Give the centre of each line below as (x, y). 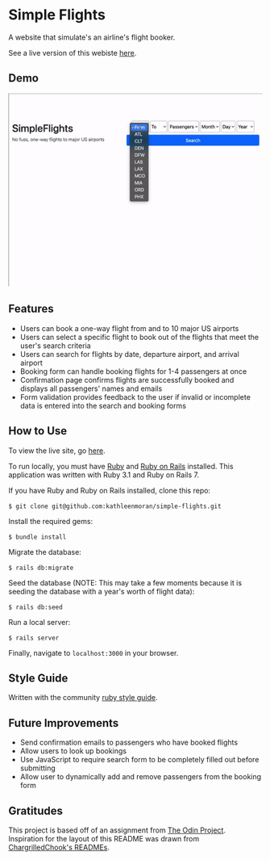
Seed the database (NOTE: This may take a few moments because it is (125, 582)
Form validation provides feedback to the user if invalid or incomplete (135, 396)
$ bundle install (37, 537)
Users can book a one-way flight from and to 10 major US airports (129, 328)
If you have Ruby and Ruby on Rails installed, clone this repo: (110, 490)
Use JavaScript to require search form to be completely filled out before (139, 760)
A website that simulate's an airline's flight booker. (92, 37)
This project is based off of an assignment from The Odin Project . (117, 830)
